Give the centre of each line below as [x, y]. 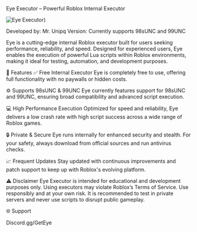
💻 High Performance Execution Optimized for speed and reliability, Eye [92, 108]
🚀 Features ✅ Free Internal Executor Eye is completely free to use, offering [96, 72]
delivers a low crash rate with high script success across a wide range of [94, 117]
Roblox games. [24, 123]
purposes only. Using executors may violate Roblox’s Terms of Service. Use [97, 187]
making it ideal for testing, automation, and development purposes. [87, 61]
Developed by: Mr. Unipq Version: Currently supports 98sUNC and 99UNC [96, 31]
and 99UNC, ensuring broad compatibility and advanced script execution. [95, 97]
